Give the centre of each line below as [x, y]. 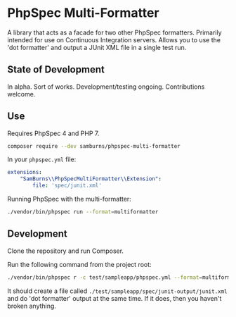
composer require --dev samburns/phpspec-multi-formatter [94, 146]
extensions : [25, 173]
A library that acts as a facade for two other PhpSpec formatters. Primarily [115, 32]
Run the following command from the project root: [80, 264]
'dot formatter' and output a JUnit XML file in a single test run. [97, 47]
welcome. [21, 94]
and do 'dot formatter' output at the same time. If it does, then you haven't [114, 298]
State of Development [56, 69]
